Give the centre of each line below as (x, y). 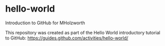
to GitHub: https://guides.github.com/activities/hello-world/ (67, 38)
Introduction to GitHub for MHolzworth (45, 23)
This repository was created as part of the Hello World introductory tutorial (83, 32)
